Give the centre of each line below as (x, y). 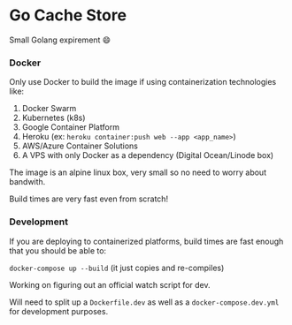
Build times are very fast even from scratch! (89, 199)
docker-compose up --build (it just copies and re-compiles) (117, 268)
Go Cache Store (68, 15)
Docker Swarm (49, 109)
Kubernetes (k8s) (54, 118)
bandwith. (27, 182)
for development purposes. (59, 311)
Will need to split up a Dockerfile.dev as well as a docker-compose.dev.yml (144, 302)
